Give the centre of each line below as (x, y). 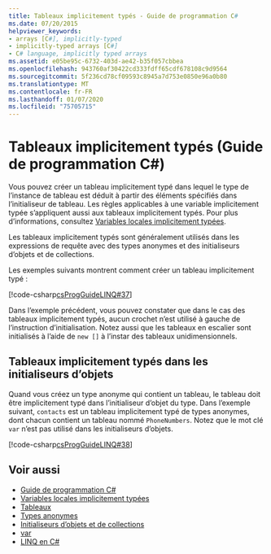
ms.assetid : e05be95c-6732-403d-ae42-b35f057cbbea (96, 62)
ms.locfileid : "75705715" (52, 107)
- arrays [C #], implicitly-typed (65, 39)
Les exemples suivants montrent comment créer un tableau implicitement (131, 270)
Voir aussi (34, 470)
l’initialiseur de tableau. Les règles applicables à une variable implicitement (133, 204)
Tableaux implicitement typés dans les (109, 362)
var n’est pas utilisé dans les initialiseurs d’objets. (91, 429)
